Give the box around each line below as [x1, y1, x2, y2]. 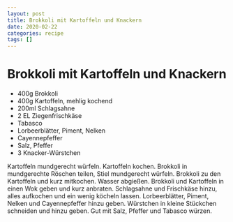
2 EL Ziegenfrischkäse [17, 112, 82, 120]
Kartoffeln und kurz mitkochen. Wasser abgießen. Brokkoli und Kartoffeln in [7, 177, 225, 186]
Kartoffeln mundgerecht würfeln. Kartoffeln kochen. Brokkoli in [7, 162, 188, 171]
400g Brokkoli [17, 89, 58, 98]
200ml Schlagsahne [17, 104, 75, 112]
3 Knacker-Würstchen [17, 149, 81, 157]
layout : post [7, 10, 45, 17]
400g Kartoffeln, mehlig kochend [17, 97, 113, 105]
